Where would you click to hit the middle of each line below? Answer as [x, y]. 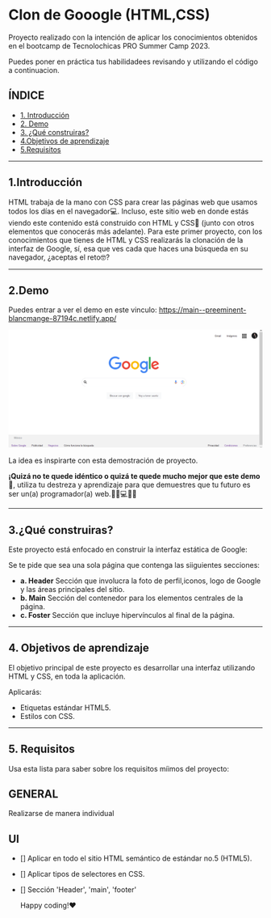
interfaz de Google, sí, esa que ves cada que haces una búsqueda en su [128, 248]
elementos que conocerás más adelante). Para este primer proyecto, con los [135, 231]
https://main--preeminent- [202, 310]
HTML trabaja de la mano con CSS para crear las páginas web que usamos [133, 202]
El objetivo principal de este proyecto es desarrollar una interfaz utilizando [132, 667]
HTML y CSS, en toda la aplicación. [67, 676]
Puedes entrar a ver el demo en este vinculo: [83, 310]
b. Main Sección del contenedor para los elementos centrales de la [131, 598]
